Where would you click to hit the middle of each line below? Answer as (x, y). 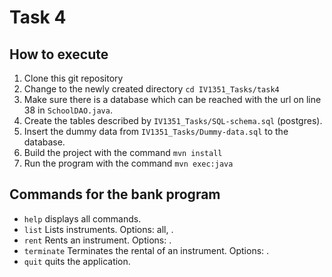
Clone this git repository (73, 78)
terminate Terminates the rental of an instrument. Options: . (146, 250)
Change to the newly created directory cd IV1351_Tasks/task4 (151, 89)
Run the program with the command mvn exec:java (128, 163)
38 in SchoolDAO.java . (68, 110)
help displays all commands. (82, 218)
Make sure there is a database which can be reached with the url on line (172, 99)
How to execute (59, 54)
